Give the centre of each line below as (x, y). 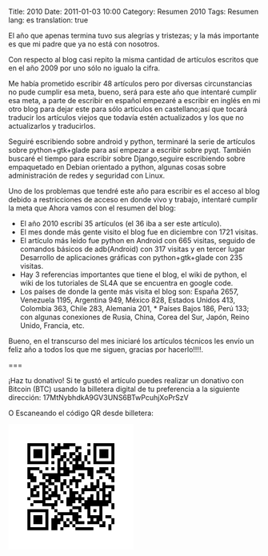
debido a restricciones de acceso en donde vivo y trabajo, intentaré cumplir (133, 200)
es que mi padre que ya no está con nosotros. (84, 44)
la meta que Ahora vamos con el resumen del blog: (92, 208)
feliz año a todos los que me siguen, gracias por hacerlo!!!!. (106, 350)
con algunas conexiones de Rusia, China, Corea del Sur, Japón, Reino (134, 317)
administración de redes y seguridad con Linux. (87, 176)
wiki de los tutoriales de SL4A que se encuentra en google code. (126, 283)
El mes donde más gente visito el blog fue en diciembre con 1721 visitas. (139, 232)
